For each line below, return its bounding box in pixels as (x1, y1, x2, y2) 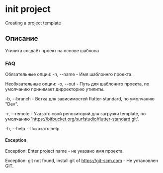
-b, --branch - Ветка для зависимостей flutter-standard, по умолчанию (5, 96, 155, 102)
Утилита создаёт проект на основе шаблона (5, 47, 99, 53)
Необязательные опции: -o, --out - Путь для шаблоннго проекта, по (5, 81, 150, 87)
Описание (5, 34, 38, 43)
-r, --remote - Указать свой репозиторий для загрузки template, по (5, 111, 146, 117)
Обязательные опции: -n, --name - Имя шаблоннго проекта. (5, 71, 133, 78)
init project (5, 3, 51, 15)
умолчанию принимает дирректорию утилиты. (5, 86, 105, 92)
